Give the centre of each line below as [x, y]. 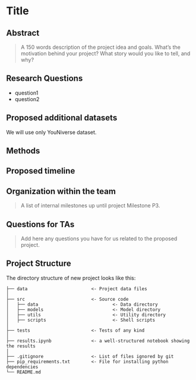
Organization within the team [61, 191]
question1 [26, 93]
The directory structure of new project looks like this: [71, 278]
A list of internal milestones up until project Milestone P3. [90, 206]
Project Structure [39, 264]
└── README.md [24, 372]
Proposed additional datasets [62, 118]
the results [21, 346]
